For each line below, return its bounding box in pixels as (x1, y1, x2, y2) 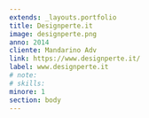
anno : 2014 (9, 37, 50, 47)
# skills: (9, 79, 46, 88)
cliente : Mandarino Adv (9, 46, 98, 55)
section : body (9, 95, 62, 105)
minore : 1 (9, 87, 46, 96)
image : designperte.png (9, 29, 98, 38)
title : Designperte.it (9, 21, 93, 30)
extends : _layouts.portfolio (9, 12, 117, 22)
